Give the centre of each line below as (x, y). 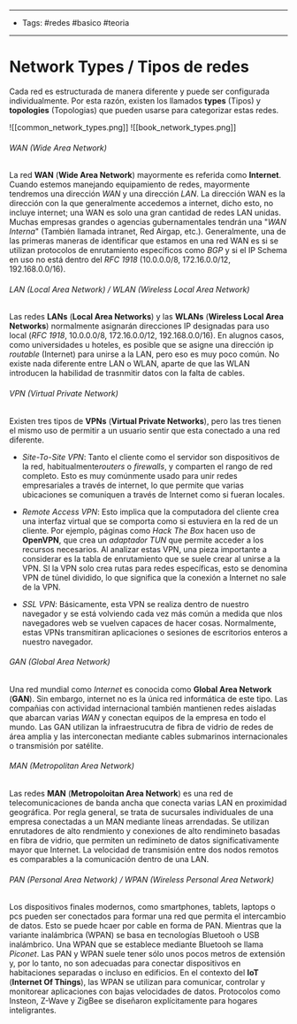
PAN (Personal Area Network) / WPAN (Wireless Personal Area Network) (142, 879)
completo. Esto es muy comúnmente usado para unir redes (129, 475)
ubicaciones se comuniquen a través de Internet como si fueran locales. (153, 494)
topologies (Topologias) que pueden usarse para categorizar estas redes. (144, 110)
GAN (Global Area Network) (60, 662)
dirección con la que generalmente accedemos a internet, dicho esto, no (141, 204)
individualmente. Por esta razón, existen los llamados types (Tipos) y (135, 100)
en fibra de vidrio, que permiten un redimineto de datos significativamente (145, 840)
